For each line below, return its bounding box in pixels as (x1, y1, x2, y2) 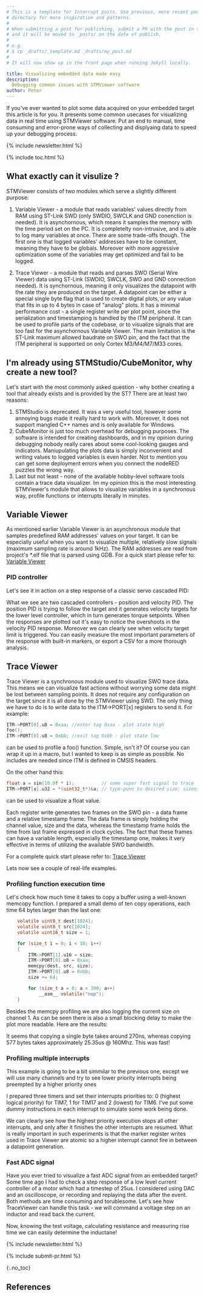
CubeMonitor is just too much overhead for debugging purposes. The (15, 427, 189, 434)
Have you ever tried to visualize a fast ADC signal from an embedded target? (6, 1172, 199, 1179)
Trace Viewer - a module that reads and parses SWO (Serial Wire (15, 269, 178, 276)
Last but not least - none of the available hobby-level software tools (15, 472, 185, 480)
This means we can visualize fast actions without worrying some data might (6, 684, 196, 691)
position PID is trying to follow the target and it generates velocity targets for (6, 605, 197, 612)
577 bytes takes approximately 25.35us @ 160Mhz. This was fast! (6, 1038, 170, 1046)
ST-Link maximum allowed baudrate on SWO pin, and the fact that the (15, 334, 190, 341)
